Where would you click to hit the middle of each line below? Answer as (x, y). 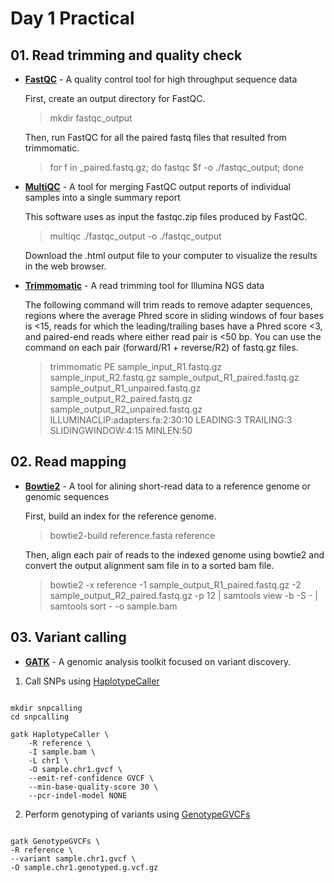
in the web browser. (65, 266)
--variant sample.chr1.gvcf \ (73, 858)
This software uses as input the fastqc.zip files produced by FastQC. (166, 216)
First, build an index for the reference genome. (120, 516)
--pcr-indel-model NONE (78, 795)
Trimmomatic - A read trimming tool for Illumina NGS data (144, 285)
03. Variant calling (68, 637)
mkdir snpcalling (46, 708)
